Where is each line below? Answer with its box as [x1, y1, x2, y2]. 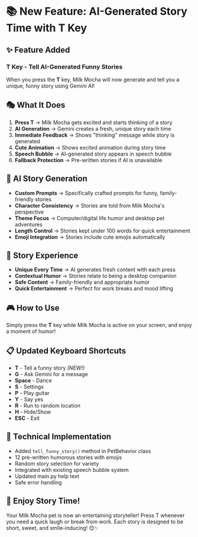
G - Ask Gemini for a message [14, 370, 89, 377]
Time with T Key [6, 21, 87, 35]
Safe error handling [14, 478, 62, 486]
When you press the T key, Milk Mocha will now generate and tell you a [6, 76, 180, 83]
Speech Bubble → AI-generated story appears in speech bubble [14, 150, 172, 157]
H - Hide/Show [14, 408, 51, 415]
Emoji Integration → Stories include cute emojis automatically [14, 233, 165, 240]
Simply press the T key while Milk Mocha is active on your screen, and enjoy [6, 322, 192, 329]
